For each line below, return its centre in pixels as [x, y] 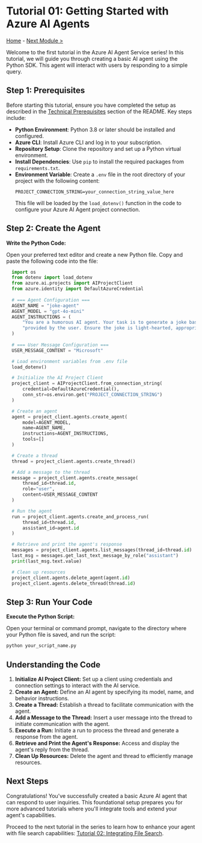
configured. [29, 136]
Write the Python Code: [36, 243]
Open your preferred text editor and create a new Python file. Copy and [95, 254]
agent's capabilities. [31, 815]
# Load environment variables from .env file [70, 361]
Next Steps [27, 781]
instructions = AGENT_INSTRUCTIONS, [66, 434]
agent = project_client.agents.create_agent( [70, 417]
